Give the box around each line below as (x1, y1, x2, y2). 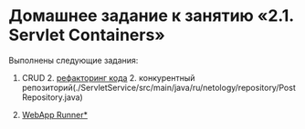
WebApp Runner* (21, 109, 89, 120)
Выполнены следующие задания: (8, 55, 139, 65)
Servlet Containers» (8, 25, 166, 45)
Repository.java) (21, 92, 83, 103)
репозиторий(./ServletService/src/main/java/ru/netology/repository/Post (21, 82, 296, 93)
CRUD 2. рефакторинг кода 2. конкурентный (21, 72, 195, 83)
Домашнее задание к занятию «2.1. (8, 5, 294, 26)
